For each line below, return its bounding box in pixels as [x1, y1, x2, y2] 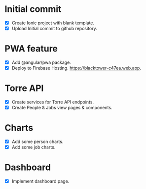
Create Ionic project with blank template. [11, 20, 95, 26]
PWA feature [4, 43, 58, 54]
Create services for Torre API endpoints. [11, 99, 94, 105]
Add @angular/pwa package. [11, 59, 71, 65]
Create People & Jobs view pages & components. [11, 105, 112, 111]
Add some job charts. [11, 144, 56, 150]
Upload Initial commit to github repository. [11, 26, 97, 31]
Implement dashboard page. [11, 178, 70, 184]
